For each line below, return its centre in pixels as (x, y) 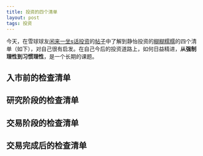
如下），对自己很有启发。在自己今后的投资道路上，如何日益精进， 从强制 (107, 49)
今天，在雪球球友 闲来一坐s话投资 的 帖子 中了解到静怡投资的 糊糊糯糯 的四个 (99, 41)
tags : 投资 (19, 23)
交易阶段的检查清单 (42, 123)
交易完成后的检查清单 (46, 145)
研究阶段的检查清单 (42, 100)
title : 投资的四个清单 (32, 12)
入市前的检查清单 (39, 78)
